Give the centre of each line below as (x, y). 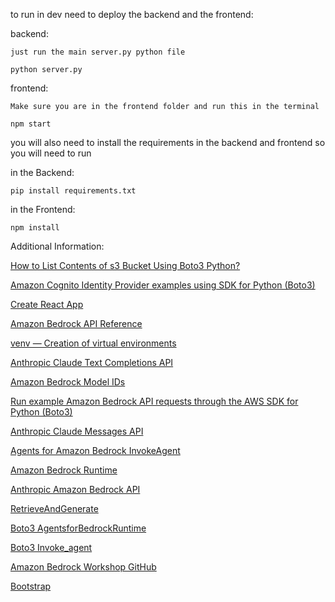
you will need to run (51, 153)
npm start (31, 124)
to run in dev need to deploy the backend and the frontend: (132, 14)
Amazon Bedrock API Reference (76, 323)
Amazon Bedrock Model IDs (68, 382)
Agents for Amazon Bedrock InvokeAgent (95, 450)
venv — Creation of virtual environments (93, 343)
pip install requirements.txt (73, 191)
